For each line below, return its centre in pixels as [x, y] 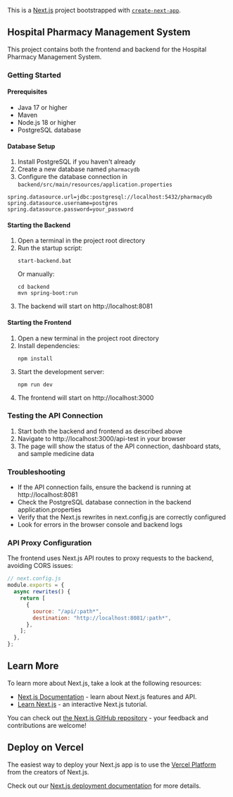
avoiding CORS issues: [40, 566]
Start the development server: [61, 371]
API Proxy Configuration [50, 543]
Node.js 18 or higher [47, 122]
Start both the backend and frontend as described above [100, 431]
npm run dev [35, 384]
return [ [33, 598]
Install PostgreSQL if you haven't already [76, 162]
